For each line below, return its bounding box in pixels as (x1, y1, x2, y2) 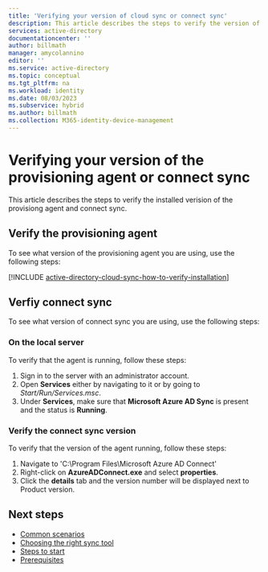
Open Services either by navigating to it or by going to (19, 379, 201, 389)
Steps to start (19, 546, 66, 556)
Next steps (8, 508, 64, 521)
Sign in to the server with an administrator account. (19, 371, 190, 381)
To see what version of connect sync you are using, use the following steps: (8, 317, 260, 327)
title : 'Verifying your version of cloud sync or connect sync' (8, 11, 228, 20)
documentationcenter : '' (8, 34, 91, 43)
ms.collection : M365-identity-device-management (8, 117, 174, 125)
